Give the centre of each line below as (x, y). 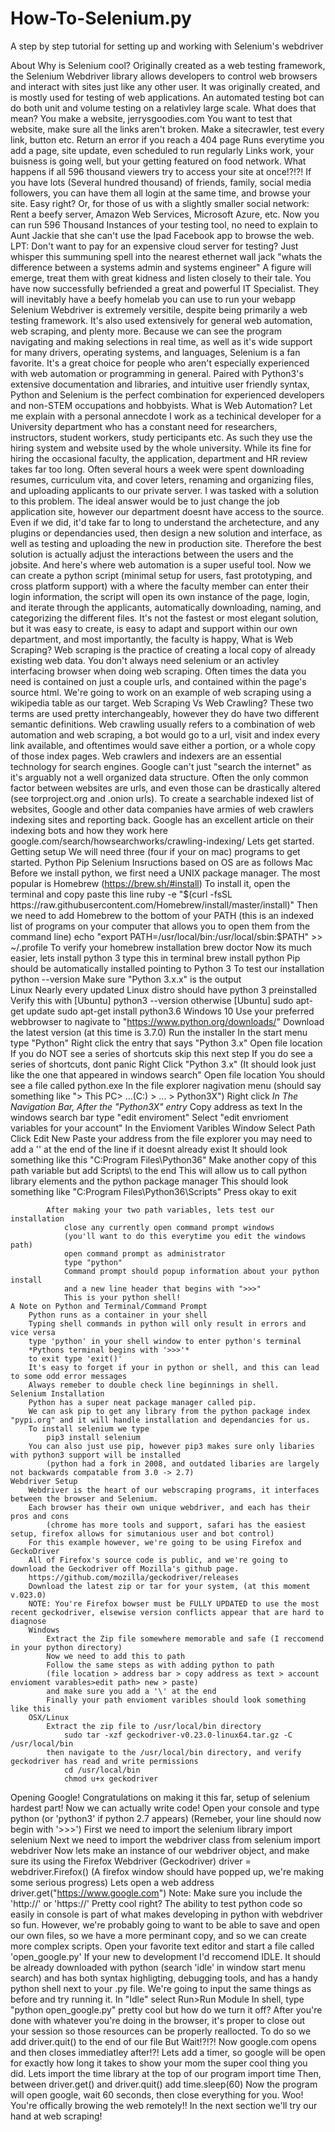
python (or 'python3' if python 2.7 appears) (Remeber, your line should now (166, 1818)
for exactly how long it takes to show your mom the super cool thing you (159, 2063)
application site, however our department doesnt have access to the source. (167, 511)
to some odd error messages (69, 1376)
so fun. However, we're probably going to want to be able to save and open (165, 1924)
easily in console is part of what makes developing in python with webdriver (166, 1914)
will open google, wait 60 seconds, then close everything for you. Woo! (157, 2094)
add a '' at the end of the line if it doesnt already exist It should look (149, 1149)
